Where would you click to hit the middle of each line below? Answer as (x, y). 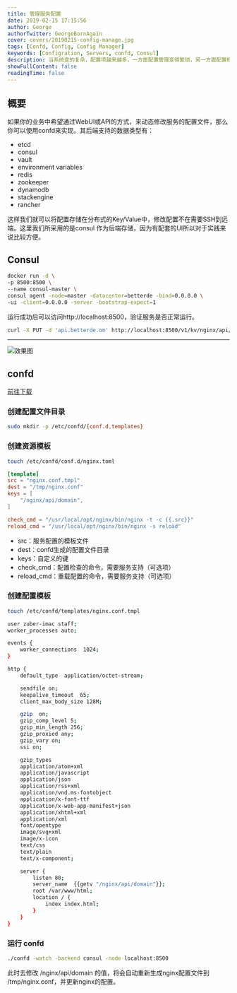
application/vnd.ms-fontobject (66, 793)
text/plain (36, 852)
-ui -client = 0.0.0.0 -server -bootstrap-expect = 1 (82, 302)
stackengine (35, 197)
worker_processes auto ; (42, 630)
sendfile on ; (39, 688)
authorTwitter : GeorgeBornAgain (55, 34)
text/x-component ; (47, 858)
